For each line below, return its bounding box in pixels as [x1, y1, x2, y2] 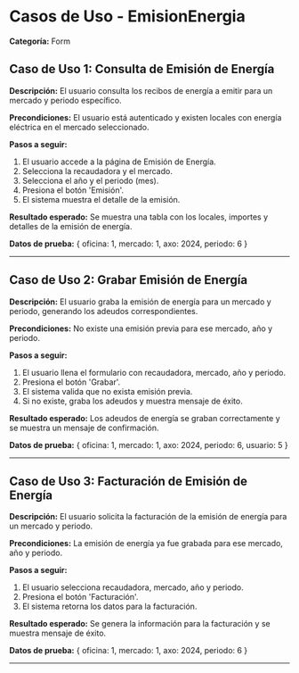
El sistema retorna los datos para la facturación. [21, 601, 198, 612]
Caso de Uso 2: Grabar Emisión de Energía [9, 272, 247, 287]
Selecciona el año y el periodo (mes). [21, 175, 159, 186]
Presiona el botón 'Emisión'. [21, 185, 125, 195]
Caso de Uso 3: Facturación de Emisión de [9, 473, 247, 488]
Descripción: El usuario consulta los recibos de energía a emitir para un [9, 85, 273, 96]
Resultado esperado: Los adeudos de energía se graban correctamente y [9, 412, 280, 423]
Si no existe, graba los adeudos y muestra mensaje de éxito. [21, 395, 243, 406]
